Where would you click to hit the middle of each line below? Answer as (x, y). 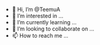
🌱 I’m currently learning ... (44, 22)
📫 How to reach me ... (40, 36)
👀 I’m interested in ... (38, 16)
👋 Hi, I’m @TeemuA (36, 9)
